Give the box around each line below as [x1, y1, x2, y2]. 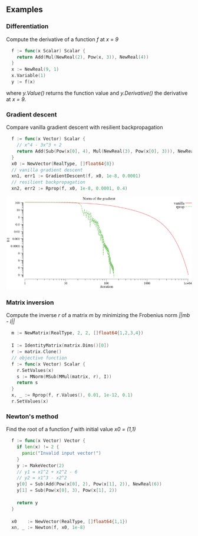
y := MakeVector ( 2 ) [16, 462, 65, 468]
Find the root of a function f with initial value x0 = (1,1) [6, 426, 136, 433]
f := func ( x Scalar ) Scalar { [11, 48, 85, 54]
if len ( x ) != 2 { [16, 444, 60, 450]
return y [16, 500, 38, 505]
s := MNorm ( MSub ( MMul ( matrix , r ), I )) [16, 374, 112, 379]
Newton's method [6, 412, 59, 420]
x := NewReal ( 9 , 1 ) [11, 66, 60, 72]
